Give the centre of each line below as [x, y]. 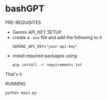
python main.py [21, 93]
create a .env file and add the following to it [57, 37]
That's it [14, 74]
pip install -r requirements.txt [47, 65]
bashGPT [25, 9]
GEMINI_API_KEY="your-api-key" [45, 46]
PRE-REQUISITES [23, 22]
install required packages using [45, 56]
